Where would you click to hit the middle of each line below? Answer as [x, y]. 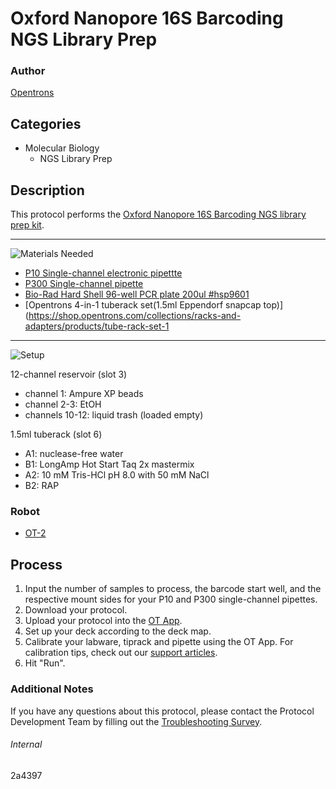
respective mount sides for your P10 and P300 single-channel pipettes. [171, 599]
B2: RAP [42, 486]
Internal [26, 744]
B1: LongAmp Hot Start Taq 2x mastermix [109, 464]
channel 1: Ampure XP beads [84, 394]
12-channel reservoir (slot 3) [69, 374]
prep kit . [27, 225]
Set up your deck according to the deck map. [118, 631]
